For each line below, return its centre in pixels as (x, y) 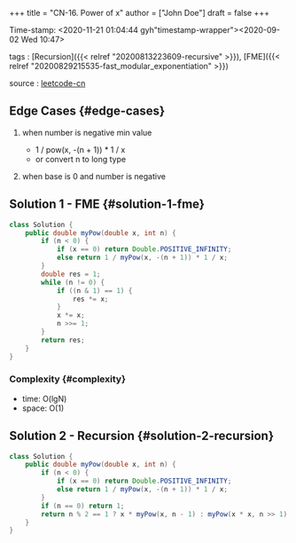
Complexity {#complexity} (68, 379)
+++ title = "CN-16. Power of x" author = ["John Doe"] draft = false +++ (140, 13)
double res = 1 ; (71, 274)
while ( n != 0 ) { (73, 282)
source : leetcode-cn (47, 83)
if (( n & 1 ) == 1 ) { (94, 291)
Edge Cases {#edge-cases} (87, 111)
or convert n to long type (81, 159)
